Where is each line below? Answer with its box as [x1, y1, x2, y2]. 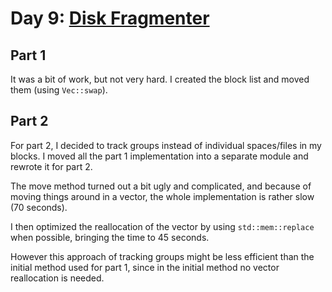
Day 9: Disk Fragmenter [10, 7, 210, 30]
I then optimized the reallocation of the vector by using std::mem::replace [10, 220, 315, 232]
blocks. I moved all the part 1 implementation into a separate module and [10, 150, 309, 162]
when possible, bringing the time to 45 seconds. [10, 231, 210, 243]
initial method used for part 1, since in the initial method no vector [10, 261, 280, 273]
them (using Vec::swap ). [10, 84, 108, 96]
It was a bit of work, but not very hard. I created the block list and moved [10, 73, 310, 85]
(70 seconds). [10, 201, 68, 213]
